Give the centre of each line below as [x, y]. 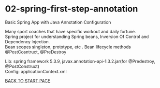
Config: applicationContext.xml [36, 71]
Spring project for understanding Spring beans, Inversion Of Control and [77, 37]
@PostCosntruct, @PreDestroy [36, 52]
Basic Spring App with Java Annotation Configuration [58, 22]
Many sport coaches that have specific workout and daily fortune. [71, 31]
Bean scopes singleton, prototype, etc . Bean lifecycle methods [68, 47]
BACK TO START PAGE [28, 81]
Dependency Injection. [28, 41]
